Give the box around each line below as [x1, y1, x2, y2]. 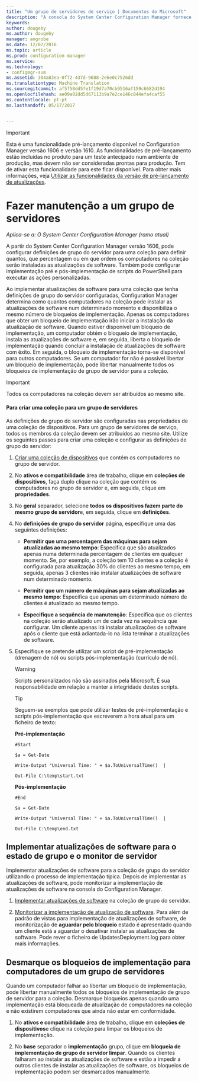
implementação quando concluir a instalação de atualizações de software [6, 342, 186, 350]
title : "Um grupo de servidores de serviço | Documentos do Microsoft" [6, 8, 186, 15]
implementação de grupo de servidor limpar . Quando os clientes [14, 1050, 176, 1057]
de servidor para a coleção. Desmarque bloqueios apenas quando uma [6, 995, 179, 1002]
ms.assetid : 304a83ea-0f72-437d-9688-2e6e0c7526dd [6, 75, 134, 81]
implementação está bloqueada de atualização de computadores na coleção [6, 1001, 193, 1008]
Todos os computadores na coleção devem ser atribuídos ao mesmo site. [6, 391, 185, 398]
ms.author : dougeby [6, 31, 54, 37]
